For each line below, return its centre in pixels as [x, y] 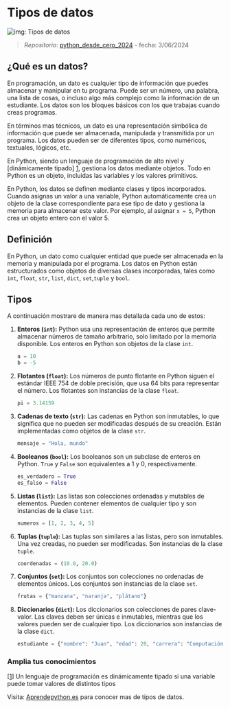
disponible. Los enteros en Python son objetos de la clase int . [105, 344]
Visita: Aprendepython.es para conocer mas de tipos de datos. [95, 697]
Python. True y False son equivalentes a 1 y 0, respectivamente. [107, 464]
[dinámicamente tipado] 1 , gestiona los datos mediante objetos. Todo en [109, 168]
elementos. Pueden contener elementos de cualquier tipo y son [107, 503]
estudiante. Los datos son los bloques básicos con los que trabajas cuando [114, 105]
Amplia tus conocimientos [52, 662]
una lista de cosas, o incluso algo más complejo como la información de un [113, 98]
